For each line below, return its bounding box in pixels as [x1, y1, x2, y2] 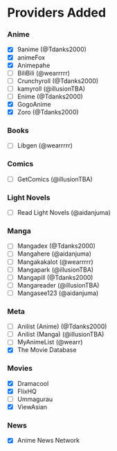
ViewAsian [17, 403, 47, 411]
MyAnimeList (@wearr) [17, 338, 83, 346]
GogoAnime [17, 100, 51, 108]
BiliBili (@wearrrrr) [17, 69, 71, 77]
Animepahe [17, 61, 51, 69]
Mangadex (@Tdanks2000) [17, 242, 96, 250]
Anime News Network [17, 436, 80, 445]
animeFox [17, 53, 46, 62]
